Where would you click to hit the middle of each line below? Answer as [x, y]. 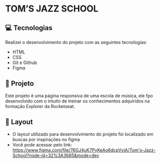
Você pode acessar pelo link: [42, 144]
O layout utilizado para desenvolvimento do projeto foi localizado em [83, 134]
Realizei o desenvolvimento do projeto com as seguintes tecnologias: [76, 42]
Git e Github [25, 62]
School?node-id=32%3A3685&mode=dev [56, 155]
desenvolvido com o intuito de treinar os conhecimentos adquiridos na [78, 101]
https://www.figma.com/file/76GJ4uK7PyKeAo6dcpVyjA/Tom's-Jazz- [84, 150]
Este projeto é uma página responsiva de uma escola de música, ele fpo [79, 95]
